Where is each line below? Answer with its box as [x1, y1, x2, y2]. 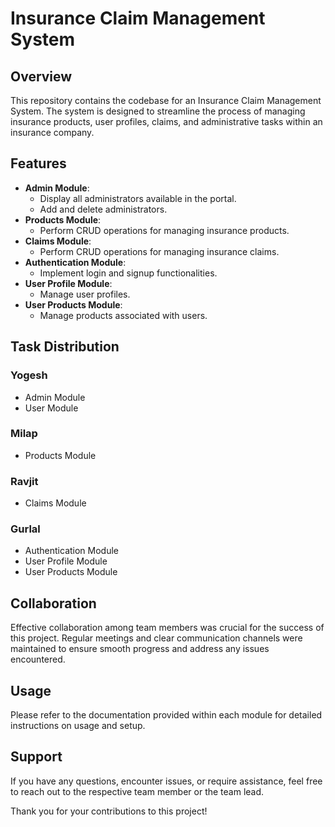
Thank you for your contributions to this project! [10, 805, 208, 817]
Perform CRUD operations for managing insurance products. [39, 224, 290, 236]
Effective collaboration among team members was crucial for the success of [10, 622, 325, 634]
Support [10, 748, 63, 766]
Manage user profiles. [39, 288, 131, 300]
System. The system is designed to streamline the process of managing [10, 105, 306, 117]
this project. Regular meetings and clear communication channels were [10, 632, 303, 644]
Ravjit [10, 474, 39, 488]
